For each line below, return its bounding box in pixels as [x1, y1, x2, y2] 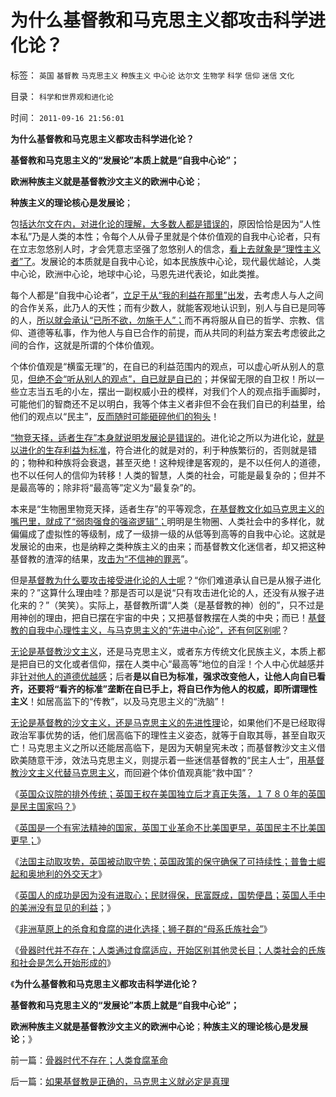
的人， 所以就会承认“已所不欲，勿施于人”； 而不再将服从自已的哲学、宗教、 [10, 314, 317, 326]
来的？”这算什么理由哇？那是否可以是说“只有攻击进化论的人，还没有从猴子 [10, 586, 317, 598]
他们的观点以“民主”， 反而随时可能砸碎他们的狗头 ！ [10, 410, 220, 422]
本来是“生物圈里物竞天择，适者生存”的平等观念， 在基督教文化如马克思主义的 [10, 502, 325, 515]
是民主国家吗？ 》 [10, 800, 81, 812]
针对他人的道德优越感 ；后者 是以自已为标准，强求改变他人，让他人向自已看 [19, 670, 326, 682]
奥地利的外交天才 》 [27, 867, 107, 880]
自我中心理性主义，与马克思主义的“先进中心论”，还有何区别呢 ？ [27, 624, 290, 636]
